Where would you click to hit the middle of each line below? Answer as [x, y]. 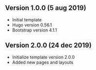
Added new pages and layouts [43, 62]
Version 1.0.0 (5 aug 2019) [46, 8]
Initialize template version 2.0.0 [43, 57]
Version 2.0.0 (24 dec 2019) [48, 45]
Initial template [27, 19]
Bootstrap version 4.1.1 [34, 30]
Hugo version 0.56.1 [32, 25]
